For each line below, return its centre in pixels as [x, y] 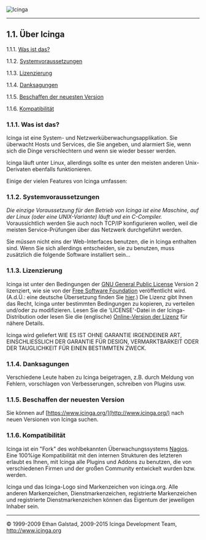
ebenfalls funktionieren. [62, 169]
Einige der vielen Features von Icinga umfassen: [67, 181]
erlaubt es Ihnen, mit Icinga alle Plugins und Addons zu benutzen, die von [99, 462]
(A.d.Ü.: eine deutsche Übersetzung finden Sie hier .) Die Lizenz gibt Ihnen [100, 297]
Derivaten [19, 169]
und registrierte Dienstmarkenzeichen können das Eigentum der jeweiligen [101, 500]
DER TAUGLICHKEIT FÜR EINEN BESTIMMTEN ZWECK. [76, 348]
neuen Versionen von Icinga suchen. [52, 419]
